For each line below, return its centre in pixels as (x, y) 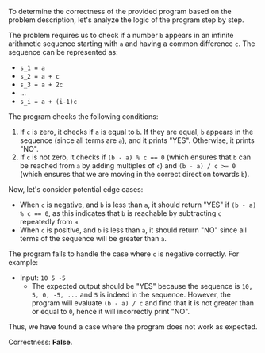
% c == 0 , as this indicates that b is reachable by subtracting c (121, 213)
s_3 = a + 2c (41, 85)
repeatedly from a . (50, 222)
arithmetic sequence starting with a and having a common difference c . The (132, 44)
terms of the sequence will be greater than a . (93, 238)
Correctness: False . (40, 342)
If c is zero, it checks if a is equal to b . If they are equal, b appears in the (136, 132)
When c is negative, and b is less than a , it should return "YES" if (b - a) (138, 205)
